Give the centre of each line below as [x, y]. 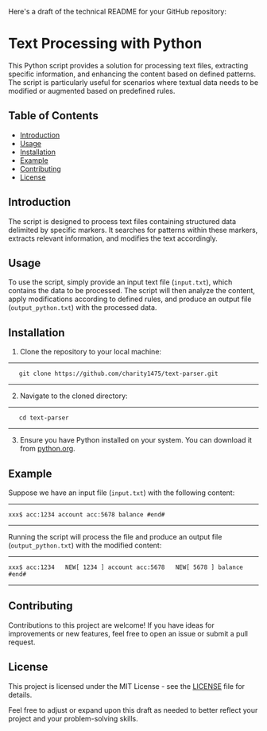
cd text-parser [44, 418]
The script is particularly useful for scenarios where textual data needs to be [133, 82]
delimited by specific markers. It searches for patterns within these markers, [133, 230]
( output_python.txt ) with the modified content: [85, 545]
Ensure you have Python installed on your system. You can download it [136, 440]
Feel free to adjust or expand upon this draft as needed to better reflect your [133, 710]
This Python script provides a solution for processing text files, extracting [128, 65]
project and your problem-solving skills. [73, 718]
